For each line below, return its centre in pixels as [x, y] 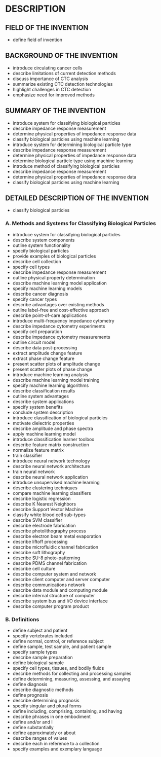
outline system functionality [42, 245]
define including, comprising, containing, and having [67, 711]
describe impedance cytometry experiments [59, 326]
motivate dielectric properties [43, 423]
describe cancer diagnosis [40, 294]
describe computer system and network [54, 574]
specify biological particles [41, 250]
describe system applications [43, 402]
